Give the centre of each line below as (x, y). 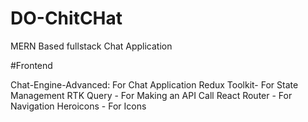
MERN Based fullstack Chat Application (91, 46)
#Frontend (31, 65)
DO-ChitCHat (66, 18)
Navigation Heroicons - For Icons (78, 106)
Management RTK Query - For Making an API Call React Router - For (151, 95)
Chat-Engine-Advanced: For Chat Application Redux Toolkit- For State (154, 84)
